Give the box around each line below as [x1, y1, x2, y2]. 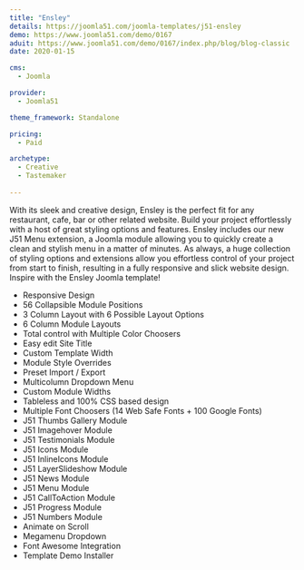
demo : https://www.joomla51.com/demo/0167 [9, 30, 172, 39]
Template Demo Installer [22, 550, 114, 561]
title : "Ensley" [9, 13, 71, 23]
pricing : [9, 129, 43, 139]
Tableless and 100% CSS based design [22, 396, 170, 407]
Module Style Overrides [22, 357, 112, 368]
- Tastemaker [17, 172, 67, 181]
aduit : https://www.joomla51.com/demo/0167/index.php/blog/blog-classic [9, 38, 290, 48]
